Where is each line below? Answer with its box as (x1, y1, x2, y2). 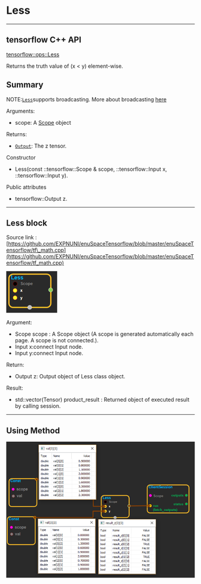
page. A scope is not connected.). (14, 337, 99, 344)
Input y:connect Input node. (14, 350, 84, 357)
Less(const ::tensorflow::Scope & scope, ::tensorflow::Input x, (14, 165, 167, 173)
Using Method (6, 425, 60, 435)
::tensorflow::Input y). (14, 171, 68, 179)
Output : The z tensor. (14, 142, 67, 149)
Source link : (6, 234, 37, 241)
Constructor (6, 153, 36, 161)
